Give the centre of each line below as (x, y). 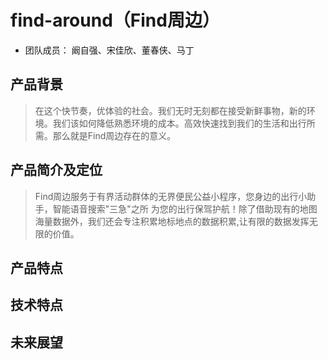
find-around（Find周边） (115, 20)
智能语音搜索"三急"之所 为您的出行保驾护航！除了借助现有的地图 (185, 208)
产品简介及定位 (56, 170)
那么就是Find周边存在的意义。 (114, 135)
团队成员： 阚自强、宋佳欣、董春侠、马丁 (109, 50)
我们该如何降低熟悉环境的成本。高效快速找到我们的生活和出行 (179, 123)
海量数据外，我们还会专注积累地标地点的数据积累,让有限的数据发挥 (172, 221)
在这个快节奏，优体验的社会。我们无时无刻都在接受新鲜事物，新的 (170, 110)
